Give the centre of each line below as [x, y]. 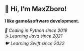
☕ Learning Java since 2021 [34, 36]
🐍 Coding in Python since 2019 [36, 30]
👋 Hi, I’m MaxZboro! [36, 9]
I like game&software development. [42, 21]
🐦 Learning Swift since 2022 [35, 43]
